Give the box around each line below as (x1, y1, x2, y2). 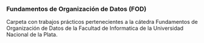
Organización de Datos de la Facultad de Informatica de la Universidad (6, 24, 184, 32)
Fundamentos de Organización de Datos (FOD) (6, 5, 147, 13)
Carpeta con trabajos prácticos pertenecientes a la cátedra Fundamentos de (6, 19, 198, 26)
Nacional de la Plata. (6, 31, 58, 38)
